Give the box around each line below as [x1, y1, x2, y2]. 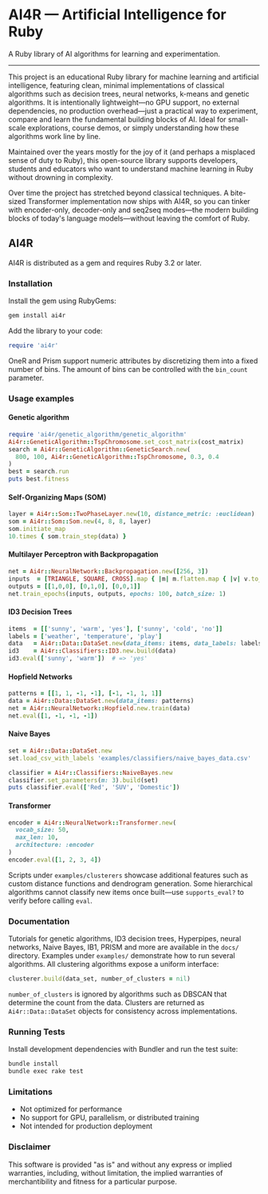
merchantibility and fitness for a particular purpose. [8, 1176, 178, 1186]
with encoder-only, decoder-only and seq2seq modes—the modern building [8, 205, 259, 214]
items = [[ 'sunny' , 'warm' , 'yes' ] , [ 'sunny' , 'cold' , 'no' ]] [8, 625, 223, 633]
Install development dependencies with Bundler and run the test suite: [8, 1044, 238, 1054]
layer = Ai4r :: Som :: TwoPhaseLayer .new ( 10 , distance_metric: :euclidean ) [8, 510, 255, 518]
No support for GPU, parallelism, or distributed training [19, 1113, 199, 1123]
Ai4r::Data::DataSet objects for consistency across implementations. [8, 1006, 238, 1016]
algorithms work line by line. [8, 131, 101, 141]
